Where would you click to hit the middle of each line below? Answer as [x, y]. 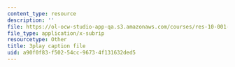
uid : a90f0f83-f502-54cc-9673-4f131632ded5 [72, 53]
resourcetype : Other [37, 40]
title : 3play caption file [47, 46]
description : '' [31, 20]
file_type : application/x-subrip [56, 33]
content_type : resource [42, 14]
